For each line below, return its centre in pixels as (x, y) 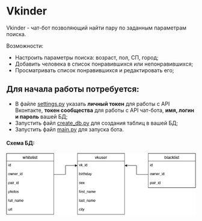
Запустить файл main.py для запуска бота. (69, 129)
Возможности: (25, 46)
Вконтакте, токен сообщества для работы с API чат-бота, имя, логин (104, 110)
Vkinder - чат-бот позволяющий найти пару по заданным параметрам (96, 28)
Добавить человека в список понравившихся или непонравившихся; (104, 64)
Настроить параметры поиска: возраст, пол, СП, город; (87, 57)
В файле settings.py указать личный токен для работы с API (92, 104)
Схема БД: (20, 143)
